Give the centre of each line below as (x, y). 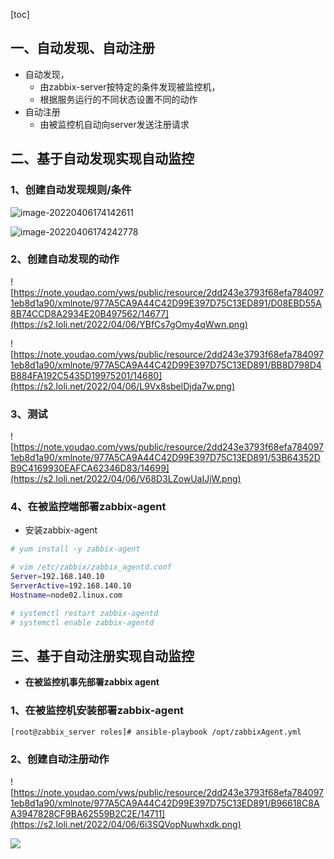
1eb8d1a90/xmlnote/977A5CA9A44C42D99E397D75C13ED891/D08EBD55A (166, 303)
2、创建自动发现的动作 (65, 259)
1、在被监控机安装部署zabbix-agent (97, 711)
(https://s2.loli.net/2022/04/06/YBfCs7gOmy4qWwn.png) (129, 324)
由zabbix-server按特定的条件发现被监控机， (130, 86)
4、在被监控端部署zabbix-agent (88, 507)
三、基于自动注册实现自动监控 (102, 655)
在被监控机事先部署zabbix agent (92, 682)
